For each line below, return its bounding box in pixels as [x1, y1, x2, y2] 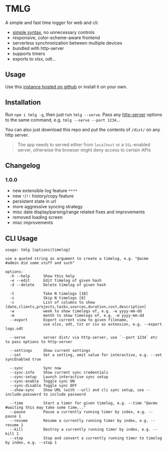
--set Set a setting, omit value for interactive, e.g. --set [9, 352, 162, 358]
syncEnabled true [5, 357, 41, 362]
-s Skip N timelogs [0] [9, 296, 86, 301]
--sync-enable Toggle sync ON [9, 379, 75, 384]
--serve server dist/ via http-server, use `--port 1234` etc [9, 335, 157, 340]
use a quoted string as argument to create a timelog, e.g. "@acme [5, 256, 149, 261]
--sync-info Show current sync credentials [9, 370, 108, 375]
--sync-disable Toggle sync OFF [9, 383, 77, 388]
